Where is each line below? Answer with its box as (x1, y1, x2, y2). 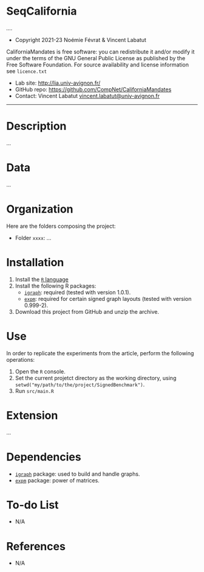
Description (6, 119, 67, 133)
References (6, 539, 66, 553)
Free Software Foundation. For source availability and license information (6, 61, 189, 68)
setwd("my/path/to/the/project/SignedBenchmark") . (15, 381, 145, 388)
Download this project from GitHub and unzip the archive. (15, 308, 160, 315)
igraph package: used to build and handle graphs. (15, 470, 140, 478)
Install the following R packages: (15, 282, 97, 289)
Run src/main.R (15, 387, 54, 394)
